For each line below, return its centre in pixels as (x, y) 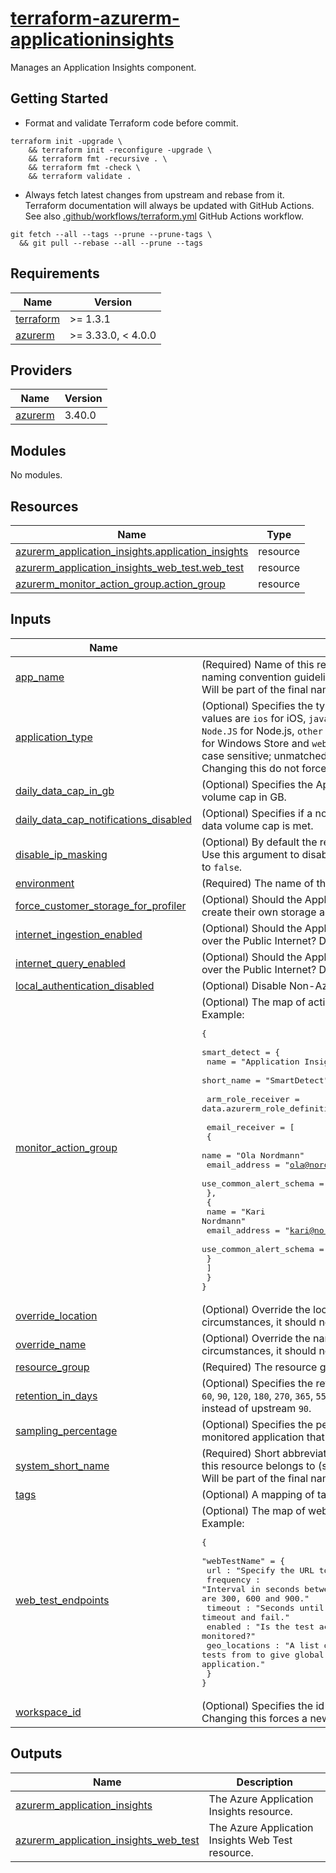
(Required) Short (240, 1453)
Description (265, 1782)
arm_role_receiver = (253, 1098)
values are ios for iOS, (254, 718)
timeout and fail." (245, 1617)
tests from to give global (263, 1654)
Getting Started (59, 98)
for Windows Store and (255, 743)
